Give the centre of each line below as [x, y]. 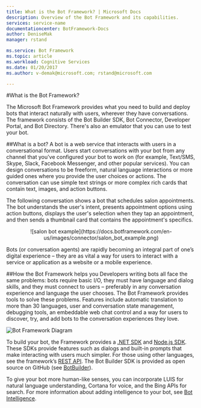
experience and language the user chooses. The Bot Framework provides [97, 293]
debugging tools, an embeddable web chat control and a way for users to [97, 312]
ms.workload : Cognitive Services [48, 62]
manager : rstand [26, 40]
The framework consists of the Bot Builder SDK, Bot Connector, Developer [98, 120]
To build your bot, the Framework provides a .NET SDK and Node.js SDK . [97, 342]
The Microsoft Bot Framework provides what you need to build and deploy [98, 107]
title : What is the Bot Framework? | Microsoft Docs [74, 12]
